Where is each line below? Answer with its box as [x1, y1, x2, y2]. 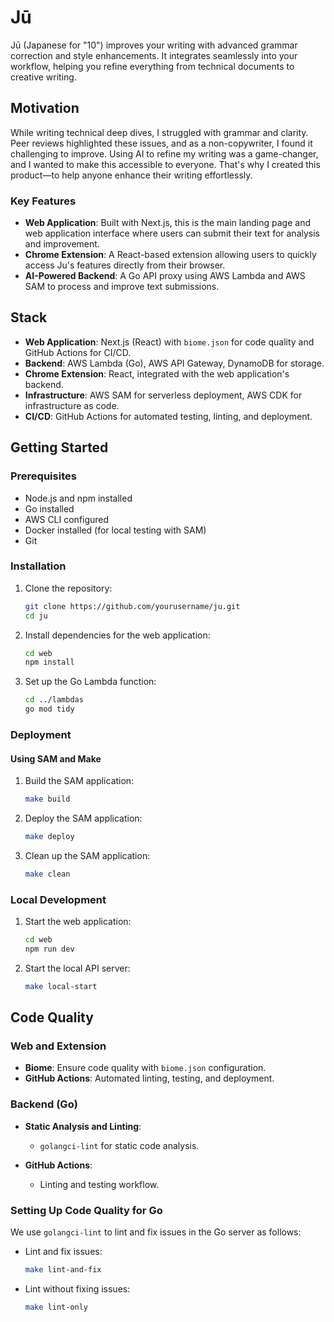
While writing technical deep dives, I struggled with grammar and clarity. [10, 126, 309, 138]
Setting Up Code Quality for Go [10, 1203, 163, 1217]
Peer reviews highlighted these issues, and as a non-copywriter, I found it [10, 137, 313, 149]
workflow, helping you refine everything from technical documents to [10, 60, 295, 72]
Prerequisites [10, 469, 77, 483]
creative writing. [10, 71, 77, 83]
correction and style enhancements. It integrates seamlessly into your [10, 49, 298, 61]
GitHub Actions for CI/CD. [24, 346, 132, 358]
